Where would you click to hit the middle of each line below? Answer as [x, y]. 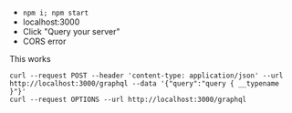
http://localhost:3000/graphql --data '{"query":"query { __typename [145, 84]
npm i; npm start [56, 13]
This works [31, 59]
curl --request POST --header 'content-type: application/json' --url [146, 76]
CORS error [44, 41]
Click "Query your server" [71, 31]
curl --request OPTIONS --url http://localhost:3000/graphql [128, 99]
